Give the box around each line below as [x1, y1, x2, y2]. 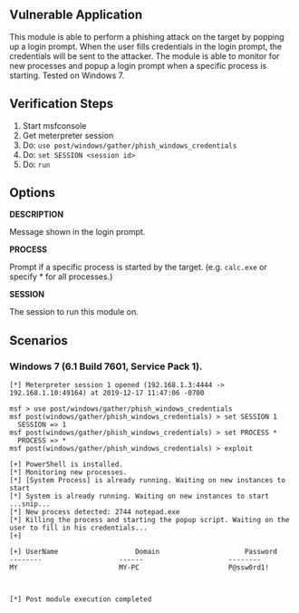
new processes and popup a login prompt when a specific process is [9, 60, 267, 71]
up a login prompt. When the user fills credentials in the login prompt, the [9, 41, 283, 52]
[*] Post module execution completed [9, 595, 152, 604]
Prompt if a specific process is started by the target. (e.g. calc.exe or [9, 262, 267, 273]
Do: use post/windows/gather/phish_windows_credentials [22, 140, 237, 151]
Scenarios [9, 333, 68, 348]
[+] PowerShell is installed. [9, 460, 124, 470]
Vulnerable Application [9, 7, 143, 23]
